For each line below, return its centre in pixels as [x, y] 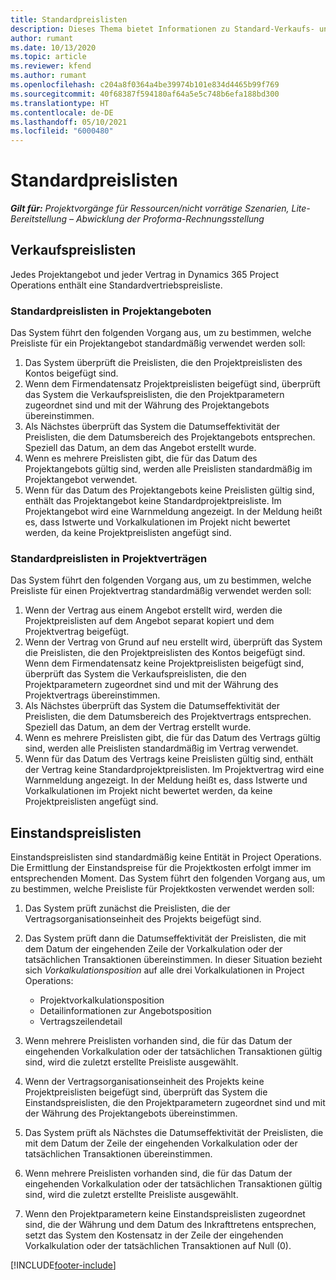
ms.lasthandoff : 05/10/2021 [69, 122]
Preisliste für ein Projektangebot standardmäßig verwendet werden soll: [158, 343]
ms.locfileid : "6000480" [62, 131]
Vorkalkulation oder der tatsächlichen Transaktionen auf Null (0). [158, 1246]
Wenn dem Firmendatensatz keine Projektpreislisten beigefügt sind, [164, 663]
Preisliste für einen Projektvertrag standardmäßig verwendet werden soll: [161, 591]
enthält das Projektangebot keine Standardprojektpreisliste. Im [153, 501]
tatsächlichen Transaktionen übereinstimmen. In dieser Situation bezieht [173, 960]
